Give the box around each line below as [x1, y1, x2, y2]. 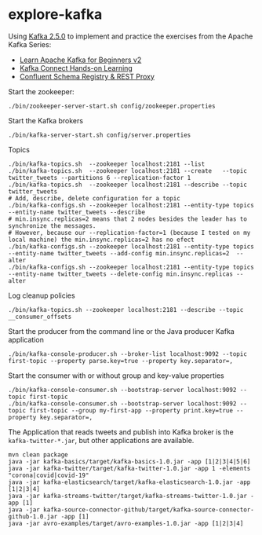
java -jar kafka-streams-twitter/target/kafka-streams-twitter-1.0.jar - [8, 492, 255, 500]
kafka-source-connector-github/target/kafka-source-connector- [42, 505, 255, 514]
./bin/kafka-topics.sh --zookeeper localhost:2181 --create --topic [8, 167, 247, 174]
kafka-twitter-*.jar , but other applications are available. [8, 435, 195, 445]
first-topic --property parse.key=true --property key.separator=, [8, 357, 234, 365]
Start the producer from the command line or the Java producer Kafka [8, 326, 235, 335]
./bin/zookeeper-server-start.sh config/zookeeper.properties [8, 102, 216, 110]
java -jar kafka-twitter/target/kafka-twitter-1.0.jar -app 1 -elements [8, 464, 251, 472]
